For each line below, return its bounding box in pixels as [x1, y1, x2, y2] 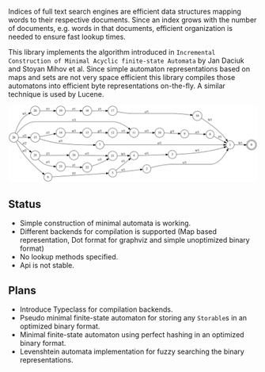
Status [8, 198, 42, 211]
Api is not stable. [19, 261, 75, 270]
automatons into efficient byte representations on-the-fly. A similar [8, 81, 225, 90]
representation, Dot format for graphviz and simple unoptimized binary [19, 236, 251, 245]
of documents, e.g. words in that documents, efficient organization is [8, 24, 233, 33]
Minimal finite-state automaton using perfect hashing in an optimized [19, 330, 244, 339]
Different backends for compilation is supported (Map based [19, 227, 218, 236]
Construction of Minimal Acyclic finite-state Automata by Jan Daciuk [8, 56, 244, 65]
